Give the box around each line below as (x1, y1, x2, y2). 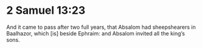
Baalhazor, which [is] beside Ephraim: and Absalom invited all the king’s (6, 29, 185, 37)
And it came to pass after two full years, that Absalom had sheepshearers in (6, 23, 196, 31)
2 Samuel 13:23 (6, 4, 86, 17)
